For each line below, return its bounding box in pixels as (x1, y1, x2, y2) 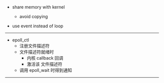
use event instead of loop (12, 23, 63, 29)
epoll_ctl (12, 37, 29, 43)
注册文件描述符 (19, 43, 50, 48)
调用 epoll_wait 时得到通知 (19, 67, 72, 73)
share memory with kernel (12, 4, 65, 10)
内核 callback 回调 (26, 55, 63, 61)
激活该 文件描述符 (26, 61, 62, 67)
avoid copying (19, 14, 48, 19)
